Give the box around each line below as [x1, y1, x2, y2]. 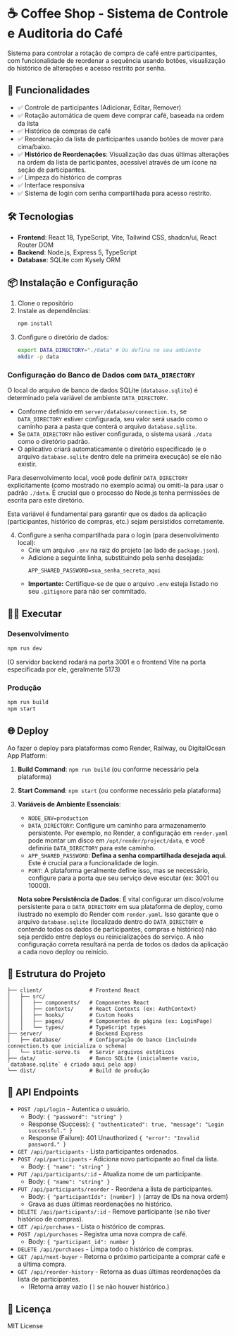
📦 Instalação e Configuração [7, 276, 139, 288]
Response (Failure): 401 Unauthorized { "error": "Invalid [27, 1134, 199, 1142]
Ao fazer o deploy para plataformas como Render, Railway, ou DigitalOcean [7, 744, 226, 752]
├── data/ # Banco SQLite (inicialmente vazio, [7, 1055, 200, 1062]
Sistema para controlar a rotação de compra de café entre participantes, [7, 49, 218, 57]
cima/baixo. [17, 142, 52, 151]
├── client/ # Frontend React [7, 987, 140, 994]
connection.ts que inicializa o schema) [7, 1042, 128, 1050]
